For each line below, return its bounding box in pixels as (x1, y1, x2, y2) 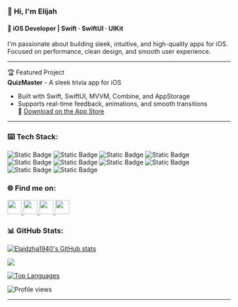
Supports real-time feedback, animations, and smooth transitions (17, 99, 208, 108)
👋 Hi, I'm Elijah (7, 6, 57, 16)
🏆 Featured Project (7, 68, 65, 77)
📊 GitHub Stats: (7, 225, 64, 235)
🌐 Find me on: (7, 184, 57, 194)
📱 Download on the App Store (17, 107, 105, 116)
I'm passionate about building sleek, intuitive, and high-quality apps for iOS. (7, 40, 228, 48)
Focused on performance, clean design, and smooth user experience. (7, 48, 211, 56)
